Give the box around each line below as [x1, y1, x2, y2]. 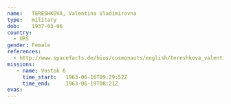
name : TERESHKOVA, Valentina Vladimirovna [7, 10, 137, 17]
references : [7, 49, 41, 55]
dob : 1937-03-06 [7, 23, 63, 29]
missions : [7, 61, 36, 68]
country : [7, 29, 32, 36]
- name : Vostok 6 [16, 67, 67, 74]
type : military [7, 16, 57, 23]
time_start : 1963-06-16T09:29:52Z [22, 73, 128, 81]
